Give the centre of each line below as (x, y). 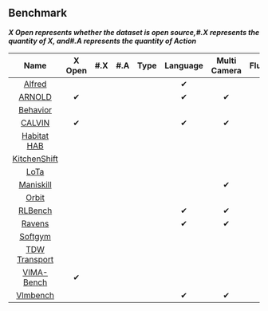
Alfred (35, 84)
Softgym (35, 236)
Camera (226, 70)
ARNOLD (35, 96)
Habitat (35, 136)
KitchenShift (35, 159)
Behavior (35, 109)
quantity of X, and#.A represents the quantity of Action (102, 41)
